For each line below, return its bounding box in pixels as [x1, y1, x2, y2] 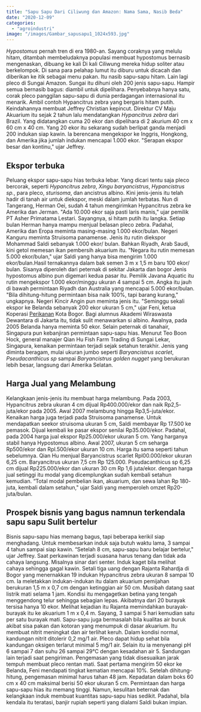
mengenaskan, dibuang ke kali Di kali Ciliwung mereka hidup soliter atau [6, 61, 184, 68]
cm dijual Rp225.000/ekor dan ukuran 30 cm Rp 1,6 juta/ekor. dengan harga [6, 464, 193, 471]
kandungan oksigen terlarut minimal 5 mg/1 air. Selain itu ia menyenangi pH [6, 641, 191, 648]
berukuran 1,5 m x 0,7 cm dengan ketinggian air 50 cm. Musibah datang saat [6, 584, 195, 591]
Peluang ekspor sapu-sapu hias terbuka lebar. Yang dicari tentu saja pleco [6, 176, 190, 184]
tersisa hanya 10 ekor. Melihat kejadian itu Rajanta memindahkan [6, 603, 165, 610]
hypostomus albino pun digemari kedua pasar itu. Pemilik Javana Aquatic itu [6, 272, 194, 279]
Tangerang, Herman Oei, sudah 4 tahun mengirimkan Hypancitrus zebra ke [6, 202, 191, 209]
